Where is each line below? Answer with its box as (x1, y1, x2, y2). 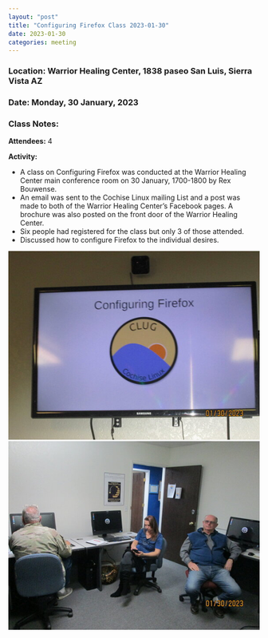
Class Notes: (8, 118, 59, 129)
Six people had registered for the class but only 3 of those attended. (19, 227, 245, 236)
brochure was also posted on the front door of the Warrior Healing (19, 210, 238, 220)
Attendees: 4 (8, 137, 53, 146)
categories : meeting (8, 38, 77, 46)
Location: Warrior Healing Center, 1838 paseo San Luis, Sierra (8, 65, 253, 77)
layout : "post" (8, 13, 59, 21)
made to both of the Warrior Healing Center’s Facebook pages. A (19, 201, 234, 211)
